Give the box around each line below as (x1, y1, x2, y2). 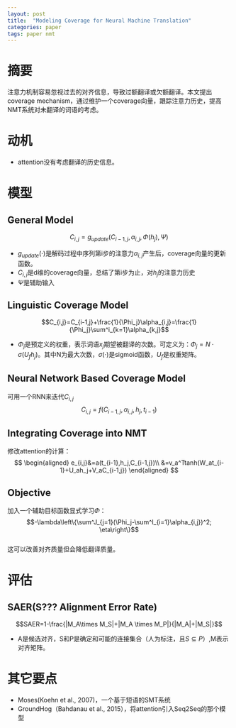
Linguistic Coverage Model (7, 299, 129, 311)
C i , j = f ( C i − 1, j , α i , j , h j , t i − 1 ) (81, 405, 157, 415)
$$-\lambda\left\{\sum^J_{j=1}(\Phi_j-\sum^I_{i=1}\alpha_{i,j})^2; (26, 517, 213, 526)
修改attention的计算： (7, 447, 71, 456)
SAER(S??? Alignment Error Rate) (7, 601, 157, 613)
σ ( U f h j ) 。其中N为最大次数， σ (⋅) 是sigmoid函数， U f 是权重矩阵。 (17, 351, 201, 360)
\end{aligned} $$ (128, 466, 179, 475)
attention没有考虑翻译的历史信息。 (17, 158, 118, 167)
